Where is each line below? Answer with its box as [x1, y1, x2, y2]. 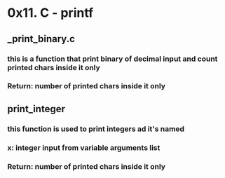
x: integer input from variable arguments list [7, 142, 161, 152]
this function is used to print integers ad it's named [7, 124, 184, 134]
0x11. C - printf [7, 5, 94, 21]
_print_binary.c [7, 33, 76, 45]
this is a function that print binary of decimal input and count [7, 54, 218, 64]
